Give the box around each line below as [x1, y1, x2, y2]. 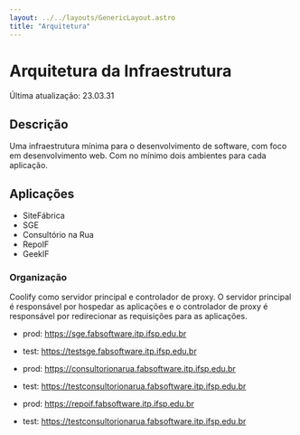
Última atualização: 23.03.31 [9, 90, 115, 101]
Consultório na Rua [22, 230, 95, 241]
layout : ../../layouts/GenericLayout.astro [9, 13, 176, 23]
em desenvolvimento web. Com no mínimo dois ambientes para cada [9, 150, 267, 161]
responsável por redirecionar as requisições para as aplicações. [9, 311, 248, 322]
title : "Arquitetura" [9, 22, 91, 31]
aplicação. [9, 160, 48, 171]
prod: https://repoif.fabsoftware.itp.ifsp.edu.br [22, 399, 194, 410]
